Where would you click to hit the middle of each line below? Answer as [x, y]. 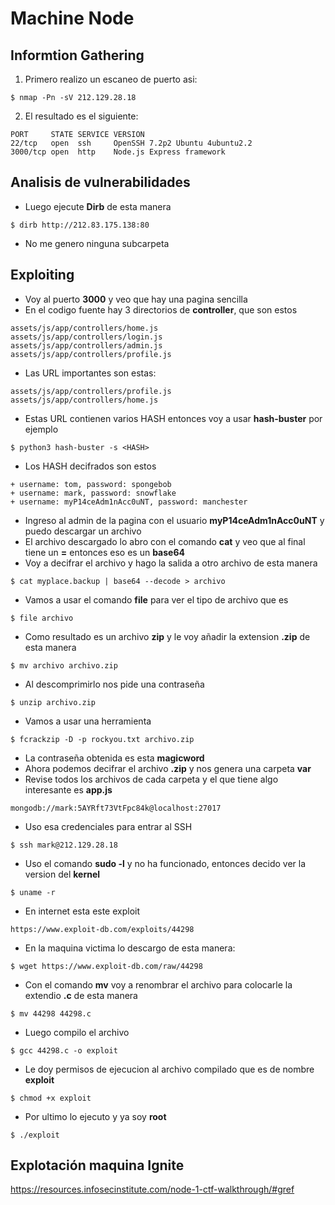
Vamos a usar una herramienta [88, 721]
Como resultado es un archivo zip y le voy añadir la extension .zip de [167, 636]
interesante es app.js [68, 789]
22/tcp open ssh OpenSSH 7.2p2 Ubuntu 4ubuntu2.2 [131, 143]
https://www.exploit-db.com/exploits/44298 [102, 929]
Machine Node [72, 18]
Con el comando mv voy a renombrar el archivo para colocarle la [158, 984]
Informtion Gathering [77, 55]
